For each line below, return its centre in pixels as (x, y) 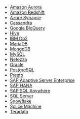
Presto (17, 75)
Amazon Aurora (26, 7)
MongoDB (20, 49)
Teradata (19, 112)
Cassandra (21, 23)
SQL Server (21, 96)
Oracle (17, 64)
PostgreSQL (22, 70)
